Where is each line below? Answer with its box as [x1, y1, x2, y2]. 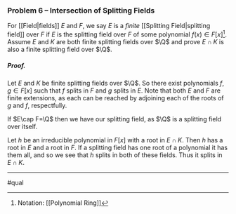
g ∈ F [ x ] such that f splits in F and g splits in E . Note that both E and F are [7, 86, 221, 95]
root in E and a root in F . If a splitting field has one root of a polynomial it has [7, 143, 228, 152]
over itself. [7, 122, 38, 131]
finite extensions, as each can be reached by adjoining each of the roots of [7, 93, 225, 102]
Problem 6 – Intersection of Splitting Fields [7, 6, 155, 15]
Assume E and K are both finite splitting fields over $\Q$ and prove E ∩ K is [7, 37, 225, 46]
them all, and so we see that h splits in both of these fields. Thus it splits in [7, 150, 223, 159]
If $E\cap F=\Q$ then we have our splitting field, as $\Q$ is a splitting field [7, 114, 222, 123]
